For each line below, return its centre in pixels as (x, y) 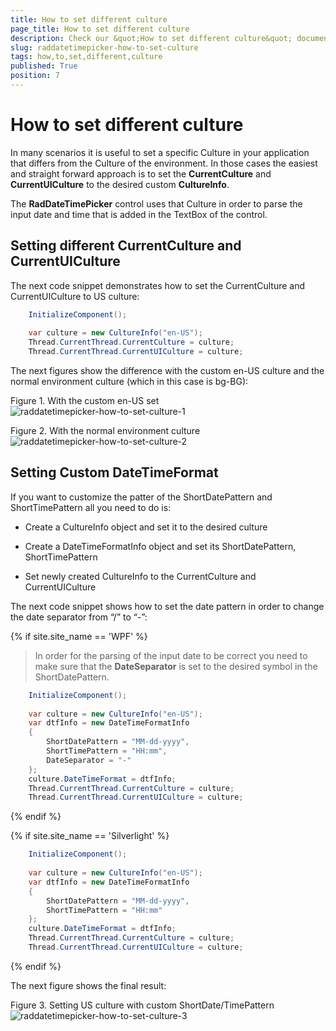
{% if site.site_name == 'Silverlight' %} (90, 836)
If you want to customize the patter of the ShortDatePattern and (141, 497)
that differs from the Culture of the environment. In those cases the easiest (164, 163)
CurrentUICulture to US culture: (75, 296)
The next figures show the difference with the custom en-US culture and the (167, 370)
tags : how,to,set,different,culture (86, 57)
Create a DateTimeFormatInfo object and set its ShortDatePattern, (160, 546)
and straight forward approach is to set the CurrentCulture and (141, 173)
